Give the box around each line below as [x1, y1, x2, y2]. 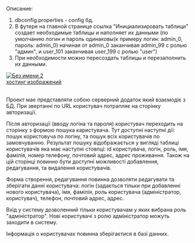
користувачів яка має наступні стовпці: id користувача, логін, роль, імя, [6, 145, 188, 152]
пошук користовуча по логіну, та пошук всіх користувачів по [6, 133, 160, 140]
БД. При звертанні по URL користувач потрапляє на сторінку [6, 103, 161, 109]
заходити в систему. [6, 219, 58, 226]
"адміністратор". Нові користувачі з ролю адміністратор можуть [6, 213, 170, 219]
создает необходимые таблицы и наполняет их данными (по [14, 29, 168, 36]
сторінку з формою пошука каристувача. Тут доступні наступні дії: [6, 127, 175, 133]
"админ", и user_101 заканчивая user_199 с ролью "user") [14, 48, 158, 55]
